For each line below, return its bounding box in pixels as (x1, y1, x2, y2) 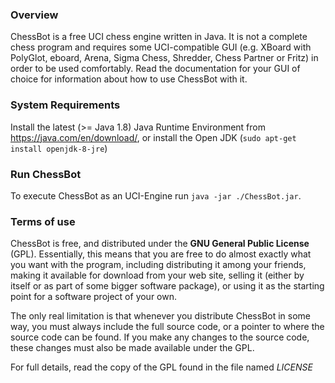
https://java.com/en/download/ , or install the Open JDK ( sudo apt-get (10, 131, 297, 143)
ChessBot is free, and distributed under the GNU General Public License (10, 238, 310, 250)
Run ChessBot (10, 167, 82, 181)
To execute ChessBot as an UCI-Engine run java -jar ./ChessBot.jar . (10, 189, 302, 202)
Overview (10, 8, 59, 22)
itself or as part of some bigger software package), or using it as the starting (10, 280, 325, 292)
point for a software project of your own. (10, 291, 178, 303)
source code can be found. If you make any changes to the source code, (10, 331, 310, 343)
